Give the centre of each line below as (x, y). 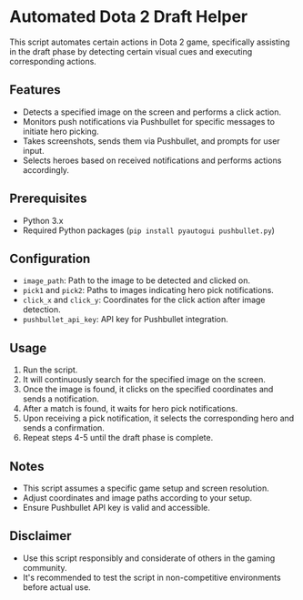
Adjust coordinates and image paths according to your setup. (137, 498)
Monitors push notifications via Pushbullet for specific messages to (149, 121)
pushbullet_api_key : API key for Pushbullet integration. (126, 320)
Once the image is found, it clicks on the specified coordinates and (148, 390)
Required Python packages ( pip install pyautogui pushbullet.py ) (149, 230)
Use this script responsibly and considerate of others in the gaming (149, 558)
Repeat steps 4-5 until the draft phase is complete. (118, 438)
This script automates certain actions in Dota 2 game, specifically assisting (150, 42)
